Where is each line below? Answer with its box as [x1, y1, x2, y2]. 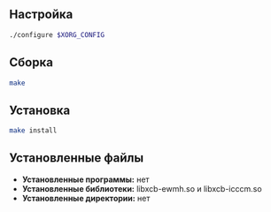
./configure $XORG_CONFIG [9, 30, 105, 39]
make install [9, 126, 58, 135]
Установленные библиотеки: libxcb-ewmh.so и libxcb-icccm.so [21, 183, 263, 193]
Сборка [9, 55, 53, 70]
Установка [9, 102, 71, 117]
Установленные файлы [9, 150, 144, 166]
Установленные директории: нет [21, 193, 151, 203]
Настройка [9, 7, 74, 22]
